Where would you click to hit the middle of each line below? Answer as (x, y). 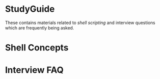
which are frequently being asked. (40, 27)
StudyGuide (30, 9)
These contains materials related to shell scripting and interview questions (80, 23)
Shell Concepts (37, 48)
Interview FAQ (34, 70)
